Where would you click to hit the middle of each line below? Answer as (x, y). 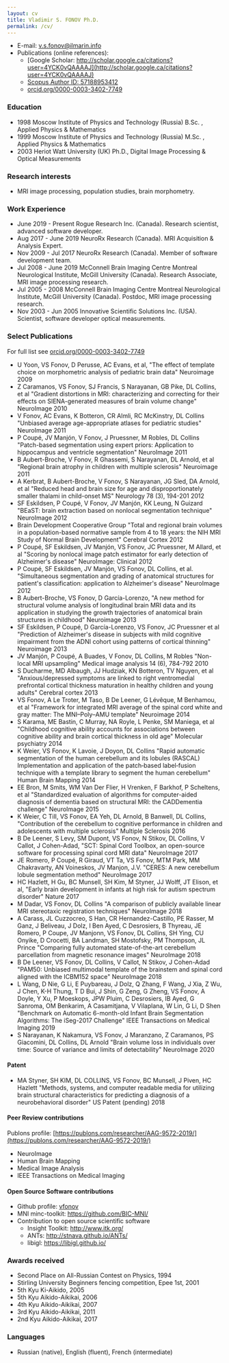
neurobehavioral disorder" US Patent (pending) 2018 (91, 1102)
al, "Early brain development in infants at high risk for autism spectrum (116, 889)
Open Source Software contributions (60, 1191)
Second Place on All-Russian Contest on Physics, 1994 (94, 1275)
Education (25, 107)
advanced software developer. (60, 231)
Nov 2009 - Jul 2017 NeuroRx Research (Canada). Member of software (117, 253)
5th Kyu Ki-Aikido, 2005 (51, 1290)
